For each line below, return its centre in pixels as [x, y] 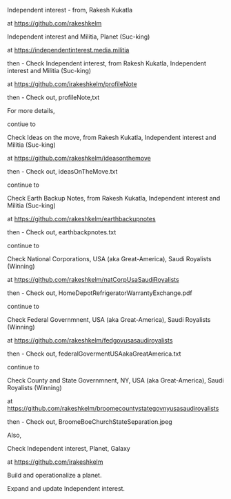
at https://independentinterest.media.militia [68, 50]
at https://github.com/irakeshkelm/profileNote [72, 84]
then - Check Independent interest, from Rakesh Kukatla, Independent [107, 63]
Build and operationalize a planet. [54, 475]
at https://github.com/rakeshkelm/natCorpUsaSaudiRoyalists [93, 279]
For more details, [31, 111]
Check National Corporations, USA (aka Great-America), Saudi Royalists [109, 259]
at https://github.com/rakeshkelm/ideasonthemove [79, 158]
